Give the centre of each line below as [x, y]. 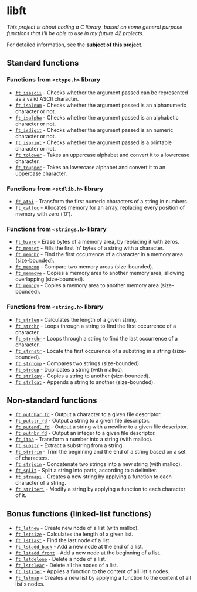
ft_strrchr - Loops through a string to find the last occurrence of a [96, 338]
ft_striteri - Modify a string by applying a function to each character [100, 489]
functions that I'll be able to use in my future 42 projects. [75, 33]
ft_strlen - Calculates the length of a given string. [76, 319]
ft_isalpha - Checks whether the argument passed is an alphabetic [97, 117]
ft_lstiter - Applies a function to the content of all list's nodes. [92, 571]
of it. [21, 495]
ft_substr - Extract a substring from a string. [69, 445]
